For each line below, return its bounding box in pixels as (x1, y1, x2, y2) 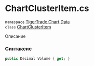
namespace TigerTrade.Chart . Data (5, 19, 70, 25)
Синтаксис (5, 45, 32, 52)
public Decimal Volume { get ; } (5, 56, 70, 61)
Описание (5, 33, 26, 39)
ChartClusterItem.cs (5, 3, 89, 14)
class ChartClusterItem (5, 24, 52, 29)
